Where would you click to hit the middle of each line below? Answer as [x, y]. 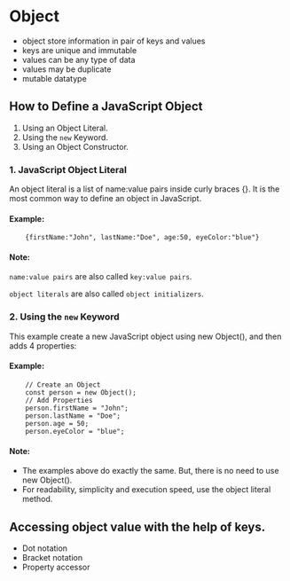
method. [37, 499]
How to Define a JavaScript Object [106, 107]
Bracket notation [52, 557]
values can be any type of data [78, 59]
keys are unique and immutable [79, 50]
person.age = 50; [57, 423]
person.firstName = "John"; [77, 408]
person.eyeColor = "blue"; [75, 431]
